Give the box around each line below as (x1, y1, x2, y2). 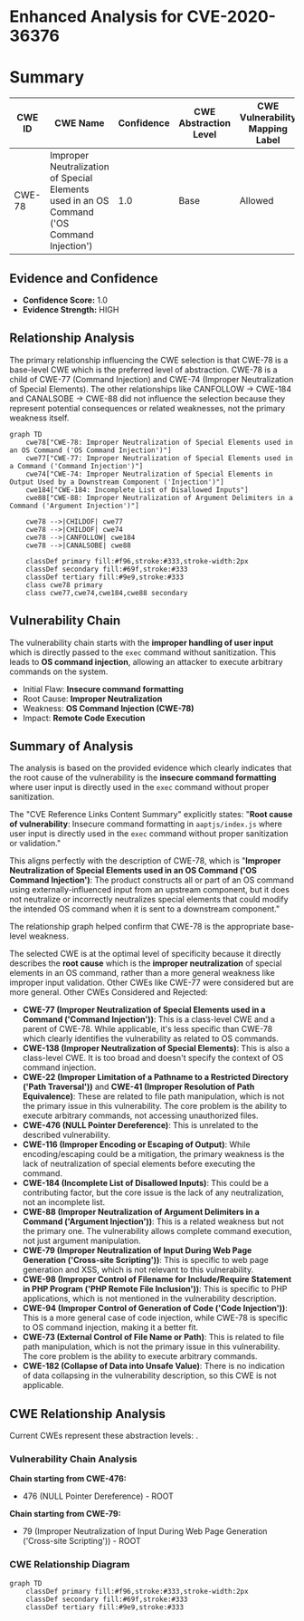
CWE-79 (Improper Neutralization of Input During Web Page (22, 1245, 252, 1256)
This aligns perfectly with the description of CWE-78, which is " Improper (9, 855, 281, 866)
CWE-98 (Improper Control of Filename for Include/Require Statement (22, 1274, 292, 1285)
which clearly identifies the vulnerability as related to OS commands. (22, 1033, 279, 1044)
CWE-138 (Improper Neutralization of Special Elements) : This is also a (22, 1043, 290, 1054)
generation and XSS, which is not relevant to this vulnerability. (22, 1264, 254, 1275)
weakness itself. (9, 412, 70, 423)
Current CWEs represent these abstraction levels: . (9, 1430, 199, 1442)
